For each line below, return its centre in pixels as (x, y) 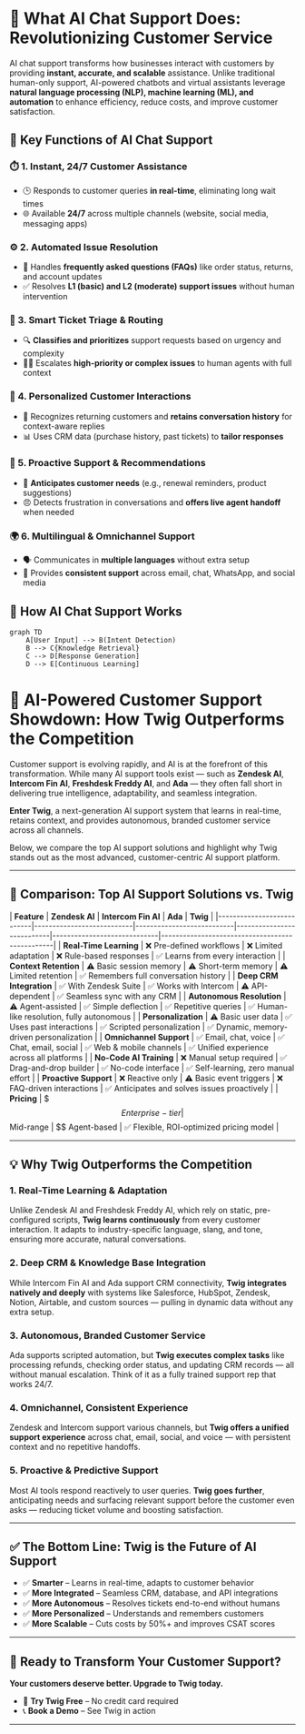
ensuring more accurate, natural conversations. (98, 1239)
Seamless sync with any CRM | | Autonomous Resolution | (176, 996)
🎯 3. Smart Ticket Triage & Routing (86, 319)
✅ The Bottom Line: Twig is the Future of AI (133, 1546)
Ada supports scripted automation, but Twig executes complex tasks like (147, 1354)
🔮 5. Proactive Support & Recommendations (108, 463)
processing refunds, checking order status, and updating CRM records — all (152, 1364)
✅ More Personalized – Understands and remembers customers (143, 1614)
